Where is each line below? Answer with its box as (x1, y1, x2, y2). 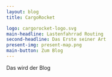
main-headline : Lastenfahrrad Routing (6, 31, 104, 37)
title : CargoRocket (6, 14, 55, 20)
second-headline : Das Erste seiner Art (6, 37, 107, 43)
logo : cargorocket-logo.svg (6, 25, 77, 31)
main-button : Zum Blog (6, 48, 63, 54)
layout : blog (6, 8, 39, 15)
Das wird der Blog (6, 64, 51, 71)
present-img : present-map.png (6, 42, 82, 48)
